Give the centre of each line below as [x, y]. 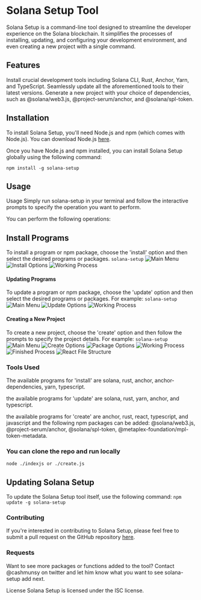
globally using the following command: [54, 157]
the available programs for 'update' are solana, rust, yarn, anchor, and [93, 398]
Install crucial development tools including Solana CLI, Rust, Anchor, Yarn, [98, 80]
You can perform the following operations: [59, 219]
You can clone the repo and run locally [63, 451]
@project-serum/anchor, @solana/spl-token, [62, 429]
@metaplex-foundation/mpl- [153, 429]
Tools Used [23, 367]
